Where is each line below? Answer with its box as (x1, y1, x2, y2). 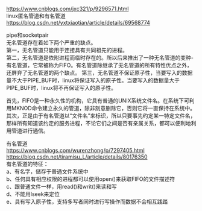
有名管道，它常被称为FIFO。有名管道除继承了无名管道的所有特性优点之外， (6, 61, 192, 69)
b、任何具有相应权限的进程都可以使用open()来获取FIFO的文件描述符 (6, 175, 175, 183)
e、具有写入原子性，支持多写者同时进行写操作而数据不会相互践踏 (6, 198, 168, 205)
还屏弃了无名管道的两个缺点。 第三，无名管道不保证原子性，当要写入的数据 (6, 69, 193, 76)
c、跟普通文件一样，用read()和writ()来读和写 (6, 183, 118, 190)
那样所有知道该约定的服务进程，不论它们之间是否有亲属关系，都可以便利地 (6, 120, 191, 127)
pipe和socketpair (6, 31, 49, 39)
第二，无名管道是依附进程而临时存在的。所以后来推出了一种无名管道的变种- (6, 54, 194, 61)
